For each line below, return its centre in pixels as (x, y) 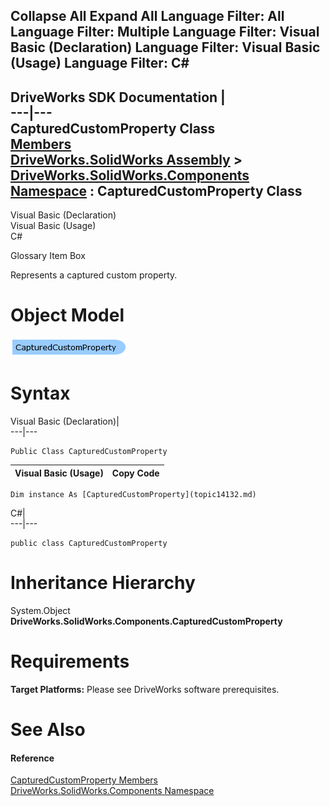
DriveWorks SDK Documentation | (118, 97)
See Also (48, 730)
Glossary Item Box (48, 256)
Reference (32, 758)
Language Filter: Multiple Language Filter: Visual (165, 32)
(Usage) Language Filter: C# (100, 63)
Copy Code (135, 473)
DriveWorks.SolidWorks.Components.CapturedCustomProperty (146, 621)
